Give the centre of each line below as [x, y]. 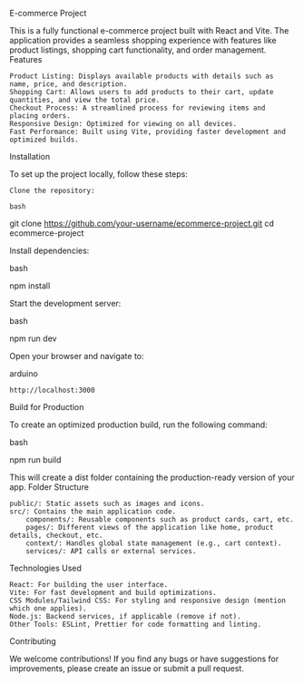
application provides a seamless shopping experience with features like [143, 40]
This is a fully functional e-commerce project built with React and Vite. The [149, 30]
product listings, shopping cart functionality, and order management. [138, 50]
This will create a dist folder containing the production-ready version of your [152, 477]
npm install [30, 286]
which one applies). [49, 609]
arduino [24, 374]
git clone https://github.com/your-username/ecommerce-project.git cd [142, 223]
